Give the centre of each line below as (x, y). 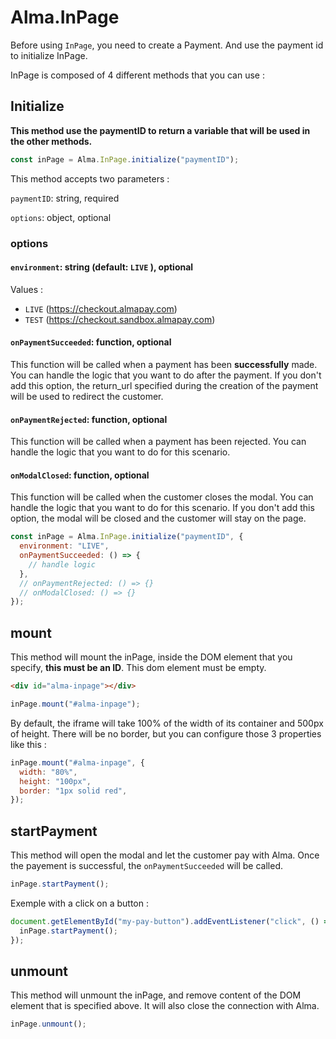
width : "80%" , (48, 772)
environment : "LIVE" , (64, 546)
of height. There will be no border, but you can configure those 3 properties (166, 733)
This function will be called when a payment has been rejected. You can (158, 442)
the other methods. (51, 141)
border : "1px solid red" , (73, 791)
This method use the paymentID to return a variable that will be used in (160, 130)
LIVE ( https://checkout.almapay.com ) (101, 308)
